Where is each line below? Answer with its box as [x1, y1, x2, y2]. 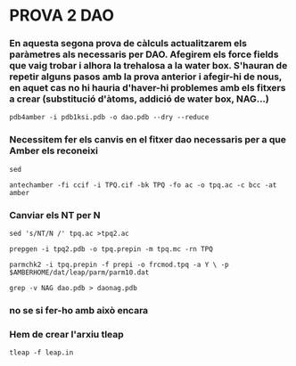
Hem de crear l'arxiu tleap [9, 328, 125, 340]
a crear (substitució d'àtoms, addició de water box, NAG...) [9, 93, 270, 105]
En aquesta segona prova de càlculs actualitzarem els [9, 37, 248, 50]
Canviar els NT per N [9, 208, 101, 221]
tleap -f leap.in [9, 348, 74, 357]
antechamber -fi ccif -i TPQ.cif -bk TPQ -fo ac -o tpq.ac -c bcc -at [9, 180, 277, 190]
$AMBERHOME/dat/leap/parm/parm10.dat [9, 268, 150, 277]
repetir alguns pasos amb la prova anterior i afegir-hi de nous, [9, 70, 283, 83]
